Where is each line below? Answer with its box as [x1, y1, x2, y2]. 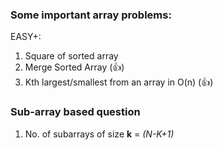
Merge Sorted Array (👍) [24, 61, 125, 73]
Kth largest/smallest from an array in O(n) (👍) [24, 76, 214, 88]
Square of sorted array [24, 50, 119, 62]
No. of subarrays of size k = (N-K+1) [24, 128, 175, 140]
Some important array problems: [10, 8, 172, 22]
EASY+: [10, 31, 42, 43]
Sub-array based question [10, 105, 141, 119]
